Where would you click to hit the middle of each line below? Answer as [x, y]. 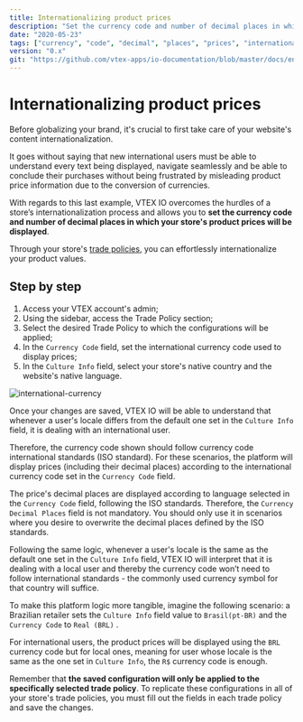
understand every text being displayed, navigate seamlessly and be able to [148, 166]
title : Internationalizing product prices [90, 18]
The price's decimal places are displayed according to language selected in [150, 494]
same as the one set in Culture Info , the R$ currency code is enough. [138, 661]
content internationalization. [61, 139]
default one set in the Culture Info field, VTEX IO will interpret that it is [141, 559]
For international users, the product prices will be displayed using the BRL [145, 642]
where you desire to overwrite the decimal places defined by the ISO [137, 522]
